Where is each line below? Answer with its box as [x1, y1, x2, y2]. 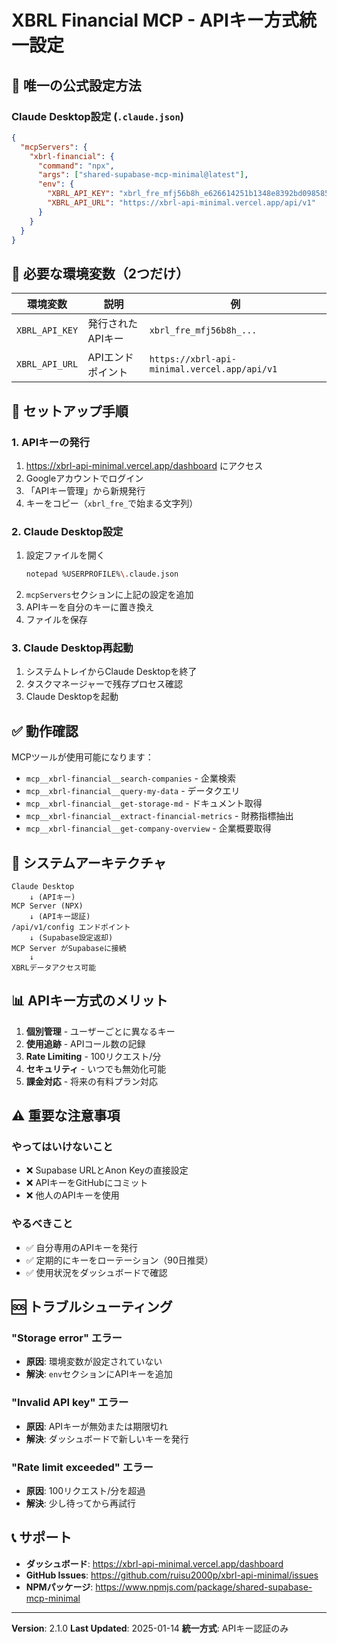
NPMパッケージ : [25, 1581, 94, 1593]
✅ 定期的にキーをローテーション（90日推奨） [25, 1254, 214, 1266]
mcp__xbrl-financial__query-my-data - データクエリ [25, 785, 241, 797]
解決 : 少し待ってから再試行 [25, 1497, 137, 1510]
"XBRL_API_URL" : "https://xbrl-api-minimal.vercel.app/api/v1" [47, 198, 316, 208]
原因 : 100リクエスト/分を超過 [25, 1485, 146, 1497]
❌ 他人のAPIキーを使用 [25, 1189, 120, 1201]
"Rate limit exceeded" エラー [11, 1460, 154, 1474]
